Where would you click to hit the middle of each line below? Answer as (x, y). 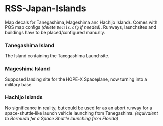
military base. (19, 84)
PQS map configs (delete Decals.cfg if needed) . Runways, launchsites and (81, 27)
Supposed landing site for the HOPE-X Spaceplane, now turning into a (76, 79)
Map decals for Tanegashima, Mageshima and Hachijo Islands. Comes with (81, 22)
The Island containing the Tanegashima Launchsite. (57, 56)
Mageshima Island (28, 69)
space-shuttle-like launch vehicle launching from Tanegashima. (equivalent (81, 113)
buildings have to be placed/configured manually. (55, 32)
